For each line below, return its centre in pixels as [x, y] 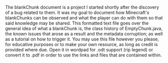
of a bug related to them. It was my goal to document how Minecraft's [77, 12]
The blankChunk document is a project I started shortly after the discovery [82, 7]
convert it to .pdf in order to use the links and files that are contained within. [83, 55]
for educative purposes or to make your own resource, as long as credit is [81, 44]
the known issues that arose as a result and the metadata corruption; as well [84, 34]
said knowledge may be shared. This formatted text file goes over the [77, 23]
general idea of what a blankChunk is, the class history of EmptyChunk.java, [84, 28]
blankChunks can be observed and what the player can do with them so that [84, 18]
